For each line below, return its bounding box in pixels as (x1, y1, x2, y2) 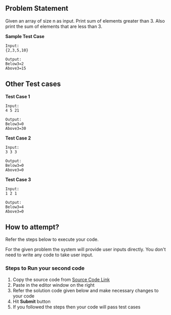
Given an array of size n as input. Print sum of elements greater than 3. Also (5, 17, 165, 24)
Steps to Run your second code (5, 265, 85, 272)
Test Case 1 (5, 93, 30, 99)
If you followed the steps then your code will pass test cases (12, 304, 141, 310)
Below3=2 (5, 61, 24, 66)
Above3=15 (5, 65, 27, 71)
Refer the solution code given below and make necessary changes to (12, 287, 159, 293)
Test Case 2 (5, 135, 31, 141)
